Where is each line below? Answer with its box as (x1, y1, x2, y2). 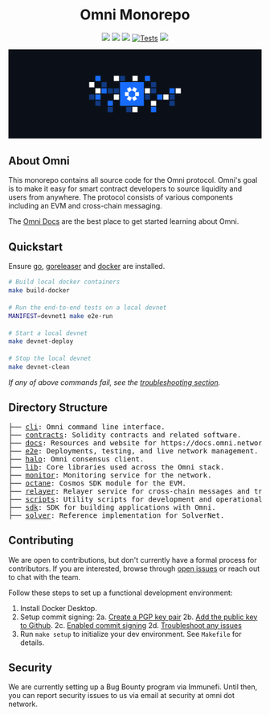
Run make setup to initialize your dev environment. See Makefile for (19, 629, 242, 639)
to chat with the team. (8, 572, 80, 581)
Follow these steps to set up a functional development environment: (8, 588, 233, 597)
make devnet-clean (8, 363, 70, 371)
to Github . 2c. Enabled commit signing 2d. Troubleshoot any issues (19, 620, 243, 630)
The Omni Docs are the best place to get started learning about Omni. (8, 217, 239, 226)
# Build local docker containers (8, 278, 121, 287)
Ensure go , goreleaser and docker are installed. (8, 262, 166, 271)
